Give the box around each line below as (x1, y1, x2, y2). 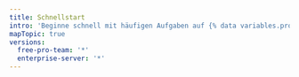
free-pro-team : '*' (17, 46, 90, 55)
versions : (9, 37, 46, 47)
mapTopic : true (9, 29, 66, 38)
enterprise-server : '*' (17, 54, 105, 63)
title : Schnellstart (9, 12, 86, 22)
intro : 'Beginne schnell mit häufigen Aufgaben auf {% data (9, 21, 238, 30)
